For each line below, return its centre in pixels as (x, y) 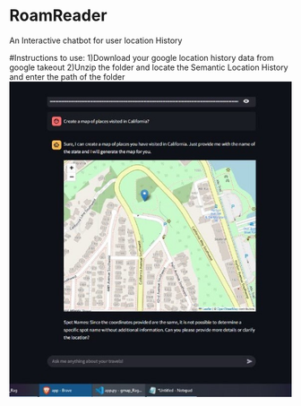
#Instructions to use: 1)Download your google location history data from (142, 57)
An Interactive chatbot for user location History (96, 40)
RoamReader (58, 16)
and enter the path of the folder (67, 76)
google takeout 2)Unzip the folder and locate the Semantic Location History (149, 67)
